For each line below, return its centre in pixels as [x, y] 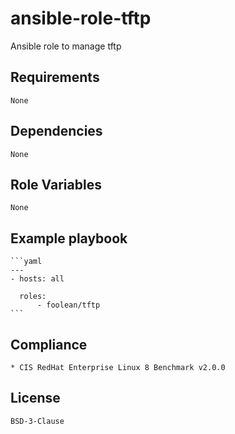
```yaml [26, 262]
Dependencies [56, 131]
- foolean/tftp [68, 305]
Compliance [49, 344]
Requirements [55, 77]
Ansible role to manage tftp [66, 46]
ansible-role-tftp [81, 18]
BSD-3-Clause [37, 421]
